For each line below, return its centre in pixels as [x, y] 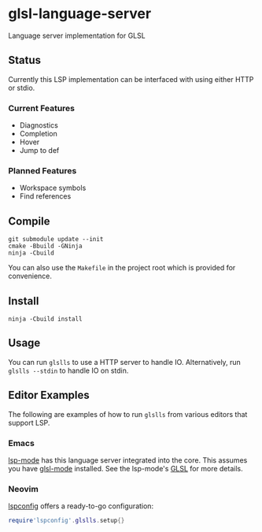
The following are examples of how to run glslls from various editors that [128, 414]
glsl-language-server [80, 14]
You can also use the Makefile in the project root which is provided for [122, 268]
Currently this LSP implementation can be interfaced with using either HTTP [131, 79]
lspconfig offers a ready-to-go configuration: [81, 506]
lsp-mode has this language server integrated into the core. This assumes [128, 460]
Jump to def [39, 151]
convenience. [30, 276]
